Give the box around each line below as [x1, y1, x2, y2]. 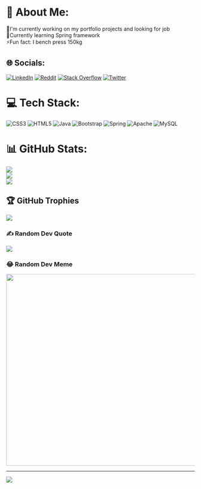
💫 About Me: [6, 5, 69, 19]
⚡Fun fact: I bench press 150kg [6, 38, 83, 46]
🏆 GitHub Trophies [6, 196, 80, 206]
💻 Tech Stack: [6, 96, 80, 110]
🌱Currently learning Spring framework [6, 31, 100, 38]
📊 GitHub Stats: [6, 142, 88, 155]
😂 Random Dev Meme [6, 260, 73, 268]
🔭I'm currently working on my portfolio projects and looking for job [6, 25, 170, 32]
